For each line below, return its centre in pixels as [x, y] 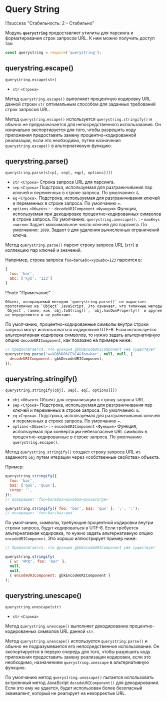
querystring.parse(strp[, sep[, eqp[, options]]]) [59, 173]
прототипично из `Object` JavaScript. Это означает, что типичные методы [84, 306]
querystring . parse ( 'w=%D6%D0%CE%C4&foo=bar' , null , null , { [69, 354]
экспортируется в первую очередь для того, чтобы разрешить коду [78, 652]
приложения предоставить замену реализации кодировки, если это [78, 657]
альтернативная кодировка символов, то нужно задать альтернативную [83, 335]
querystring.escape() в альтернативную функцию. [59, 146]
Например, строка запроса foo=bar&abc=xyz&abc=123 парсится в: [74, 260]
